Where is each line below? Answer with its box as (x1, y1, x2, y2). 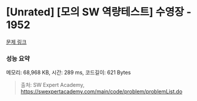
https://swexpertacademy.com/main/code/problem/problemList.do (20, 88, 183, 95)
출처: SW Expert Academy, (20, 82, 85, 89)
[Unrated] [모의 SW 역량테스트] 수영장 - (6, 5, 192, 19)
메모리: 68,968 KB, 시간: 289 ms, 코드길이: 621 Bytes (6, 69, 131, 76)
